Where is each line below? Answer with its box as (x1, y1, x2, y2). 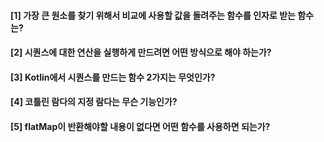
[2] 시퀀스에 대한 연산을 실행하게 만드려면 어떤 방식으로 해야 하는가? (10, 46, 272, 59)
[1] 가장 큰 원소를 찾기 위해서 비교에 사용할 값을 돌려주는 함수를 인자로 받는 (10, 9, 296, 21)
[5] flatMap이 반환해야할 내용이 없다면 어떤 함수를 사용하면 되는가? (10, 120, 271, 132)
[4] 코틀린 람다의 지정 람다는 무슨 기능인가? (10, 96, 178, 108)
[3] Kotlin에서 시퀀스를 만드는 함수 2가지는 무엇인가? (10, 71, 216, 83)
